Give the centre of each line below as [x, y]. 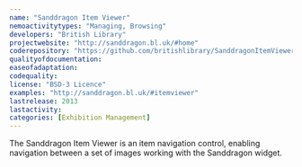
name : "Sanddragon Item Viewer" [70, 18]
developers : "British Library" [68, 34]
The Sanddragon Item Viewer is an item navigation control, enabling [135, 144]
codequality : [34, 76]
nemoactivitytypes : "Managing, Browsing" [88, 26]
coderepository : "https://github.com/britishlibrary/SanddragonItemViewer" [154, 51]
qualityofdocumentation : [56, 59]
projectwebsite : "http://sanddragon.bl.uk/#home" [104, 43]
